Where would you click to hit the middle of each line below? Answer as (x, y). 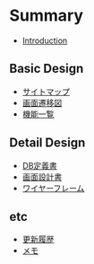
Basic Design (47, 69)
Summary (46, 16)
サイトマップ (46, 92)
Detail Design (47, 143)
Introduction (45, 40)
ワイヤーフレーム (53, 188)
